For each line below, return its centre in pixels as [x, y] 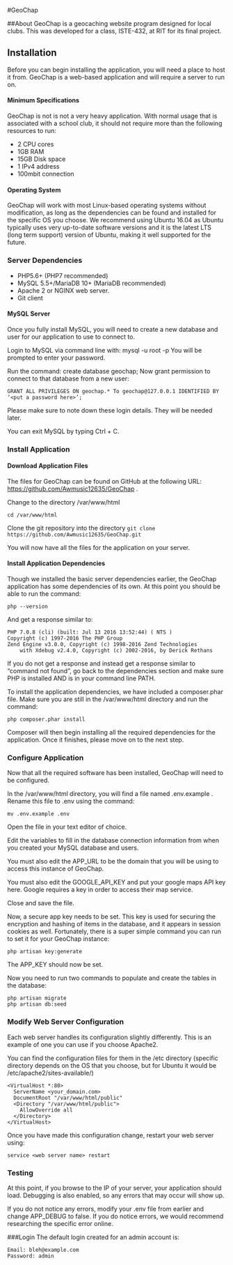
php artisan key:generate [45, 952]
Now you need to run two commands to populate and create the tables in [112, 978]
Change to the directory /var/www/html [64, 502]
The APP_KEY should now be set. [55, 965]
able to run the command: [44, 594]
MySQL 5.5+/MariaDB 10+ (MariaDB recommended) [91, 283]
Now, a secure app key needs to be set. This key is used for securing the [111, 917]
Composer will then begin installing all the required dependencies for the [111, 733]
